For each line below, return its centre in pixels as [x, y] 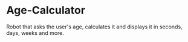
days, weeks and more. [35, 33]
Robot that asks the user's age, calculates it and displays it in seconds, [94, 27]
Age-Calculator [46, 10]
